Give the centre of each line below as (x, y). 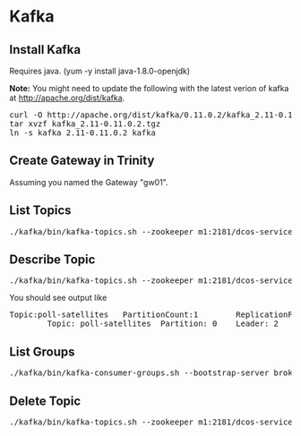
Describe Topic (52, 260)
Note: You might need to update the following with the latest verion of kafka (149, 88)
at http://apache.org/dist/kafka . (67, 98)
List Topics (40, 211)
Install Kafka (45, 50)
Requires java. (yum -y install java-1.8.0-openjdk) (100, 71)
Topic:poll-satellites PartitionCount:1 (104, 315)
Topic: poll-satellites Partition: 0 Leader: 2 (163, 324)
